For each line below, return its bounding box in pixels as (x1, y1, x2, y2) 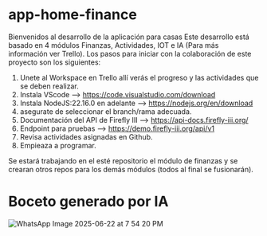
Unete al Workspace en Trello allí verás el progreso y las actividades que (19, 73, 259, 82)
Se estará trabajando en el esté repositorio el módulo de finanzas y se (8, 155, 238, 165)
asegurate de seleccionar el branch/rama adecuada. (19, 106, 192, 116)
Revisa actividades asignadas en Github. (19, 132, 153, 141)
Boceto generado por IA (8, 193, 169, 210)
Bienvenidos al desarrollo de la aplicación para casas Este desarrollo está (8, 32, 249, 41)
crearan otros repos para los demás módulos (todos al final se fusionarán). (8, 164, 253, 174)
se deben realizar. (19, 81, 79, 91)
